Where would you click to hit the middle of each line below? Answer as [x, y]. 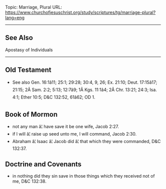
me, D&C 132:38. [29, 181]
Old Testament [28, 70]
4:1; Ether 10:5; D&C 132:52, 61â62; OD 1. [54, 97]
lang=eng [15, 18]
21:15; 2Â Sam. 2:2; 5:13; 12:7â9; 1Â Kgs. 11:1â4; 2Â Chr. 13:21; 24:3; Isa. [84, 90]
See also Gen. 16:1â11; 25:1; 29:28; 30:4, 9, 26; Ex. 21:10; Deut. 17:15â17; [84, 82]
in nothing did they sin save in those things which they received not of [83, 176]
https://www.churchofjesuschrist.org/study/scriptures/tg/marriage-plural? [80, 12]
